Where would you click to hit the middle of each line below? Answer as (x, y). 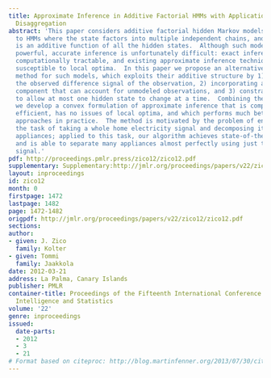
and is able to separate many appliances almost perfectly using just (137, 143)
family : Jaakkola (45, 263)
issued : (21, 324)
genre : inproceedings (45, 316)
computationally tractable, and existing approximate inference (126, 61)
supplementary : (34, 166)
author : (21, 234)
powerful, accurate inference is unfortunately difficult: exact (128, 53)
